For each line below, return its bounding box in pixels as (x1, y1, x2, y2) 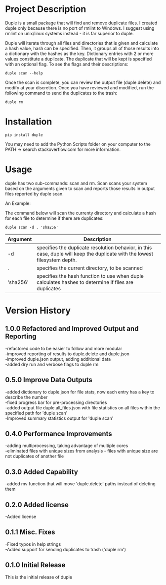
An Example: (5, 200, 31, 206)
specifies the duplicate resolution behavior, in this (37, 244, 152, 251)
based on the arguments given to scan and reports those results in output (5, 185, 155, 192)
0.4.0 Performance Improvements (5, 430, 112, 438)
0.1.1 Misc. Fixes (5, 528, 55, 536)
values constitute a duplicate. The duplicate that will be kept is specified (5, 56, 152, 62)
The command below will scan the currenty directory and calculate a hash (5, 210, 156, 216)
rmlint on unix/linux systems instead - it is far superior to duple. (5, 30, 134, 36)
